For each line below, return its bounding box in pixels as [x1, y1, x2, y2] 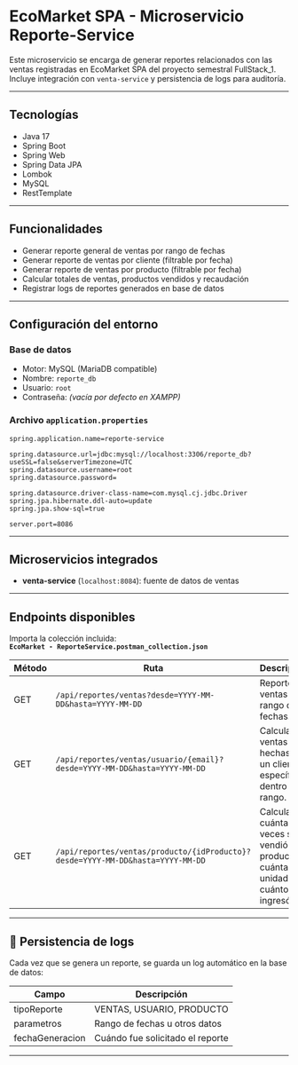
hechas [259, 747, 291, 760]
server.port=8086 [9, 519, 74, 529]
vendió [259, 839, 288, 851]
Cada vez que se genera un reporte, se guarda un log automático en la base [9, 957, 287, 968]
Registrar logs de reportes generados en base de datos [21, 282, 224, 294]
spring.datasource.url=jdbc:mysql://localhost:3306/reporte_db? [9, 450, 252, 459]
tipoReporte [13, 1003, 63, 1015]
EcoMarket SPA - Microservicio [9, 6, 245, 27]
